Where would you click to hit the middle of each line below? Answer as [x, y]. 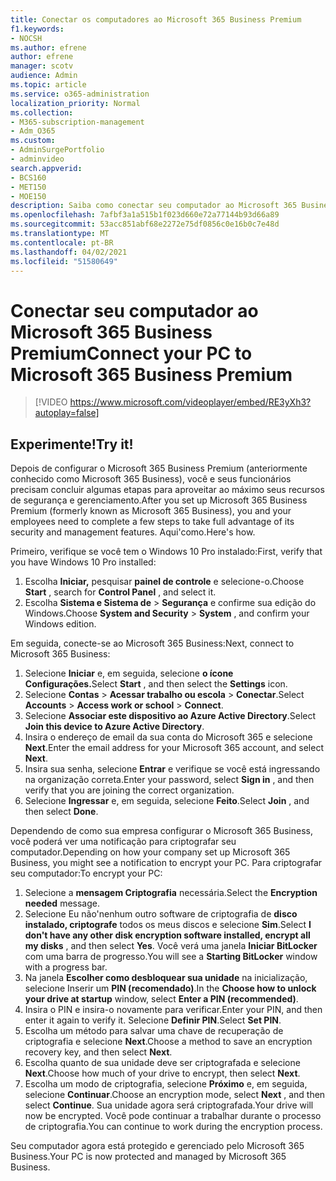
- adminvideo [37, 159]
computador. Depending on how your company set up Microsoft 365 [150, 852]
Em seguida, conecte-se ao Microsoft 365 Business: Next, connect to [152, 643]
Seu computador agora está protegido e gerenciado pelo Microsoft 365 [157, 1146]
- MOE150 [28, 196]
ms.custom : [33, 141]
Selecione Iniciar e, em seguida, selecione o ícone [129, 673]
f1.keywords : [37, 29]
